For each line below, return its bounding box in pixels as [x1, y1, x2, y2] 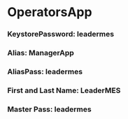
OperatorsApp [7, 4, 92, 20]
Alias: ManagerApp [7, 48, 75, 58]
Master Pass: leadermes [7, 104, 92, 114]
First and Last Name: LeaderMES [7, 85, 121, 95]
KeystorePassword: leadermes [7, 29, 114, 39]
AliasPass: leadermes [7, 66, 83, 76]
